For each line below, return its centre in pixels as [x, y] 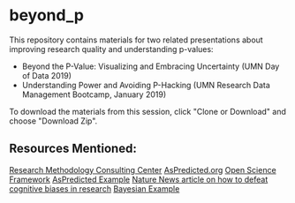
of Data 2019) [47, 75]
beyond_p [46, 15]
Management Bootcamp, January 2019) [94, 94]
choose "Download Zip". [53, 121]
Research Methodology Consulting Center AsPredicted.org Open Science [143, 169]
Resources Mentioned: [73, 149]
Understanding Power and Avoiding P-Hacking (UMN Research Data [146, 85]
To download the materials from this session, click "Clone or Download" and [148, 111]
